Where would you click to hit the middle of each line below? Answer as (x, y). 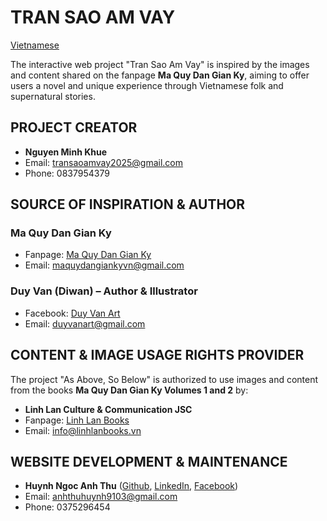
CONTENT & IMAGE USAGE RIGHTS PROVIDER (157, 355)
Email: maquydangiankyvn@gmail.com (104, 265)
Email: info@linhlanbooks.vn (83, 430)
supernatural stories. (53, 96)
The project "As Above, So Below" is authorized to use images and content (164, 379)
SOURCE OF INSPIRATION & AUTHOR (128, 204)
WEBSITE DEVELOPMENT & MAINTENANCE (149, 461)
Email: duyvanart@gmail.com (85, 323)
